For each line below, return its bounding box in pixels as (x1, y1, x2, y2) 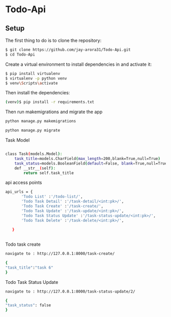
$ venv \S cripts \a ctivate (5, 81, 58, 86)
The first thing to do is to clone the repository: (5, 37, 102, 43)
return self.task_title (23, 170, 74, 175)
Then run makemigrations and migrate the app (5, 109, 103, 115)
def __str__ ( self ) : (14, 166, 56, 171)
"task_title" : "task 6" (5, 265, 53, 270)
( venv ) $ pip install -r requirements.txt (5, 99, 95, 105)
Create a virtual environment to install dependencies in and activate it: (5, 61, 152, 67)
